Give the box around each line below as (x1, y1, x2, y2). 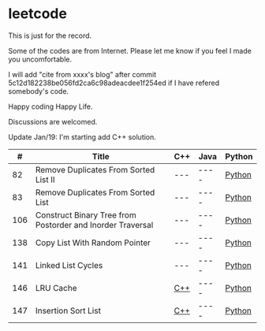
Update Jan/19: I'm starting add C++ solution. (8, 132, 156, 142)
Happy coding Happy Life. (8, 102, 93, 111)
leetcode (8, 5, 67, 23)
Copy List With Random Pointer (35, 237, 151, 248)
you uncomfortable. (8, 54, 73, 64)
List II (35, 174, 55, 185)
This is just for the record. (8, 31, 92, 40)
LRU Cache (35, 282, 77, 293)
